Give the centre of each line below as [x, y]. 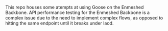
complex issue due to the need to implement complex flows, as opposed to [84, 18]
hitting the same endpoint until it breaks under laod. [59, 23]
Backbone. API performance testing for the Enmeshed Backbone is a [77, 12]
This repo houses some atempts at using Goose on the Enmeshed [75, 7]
